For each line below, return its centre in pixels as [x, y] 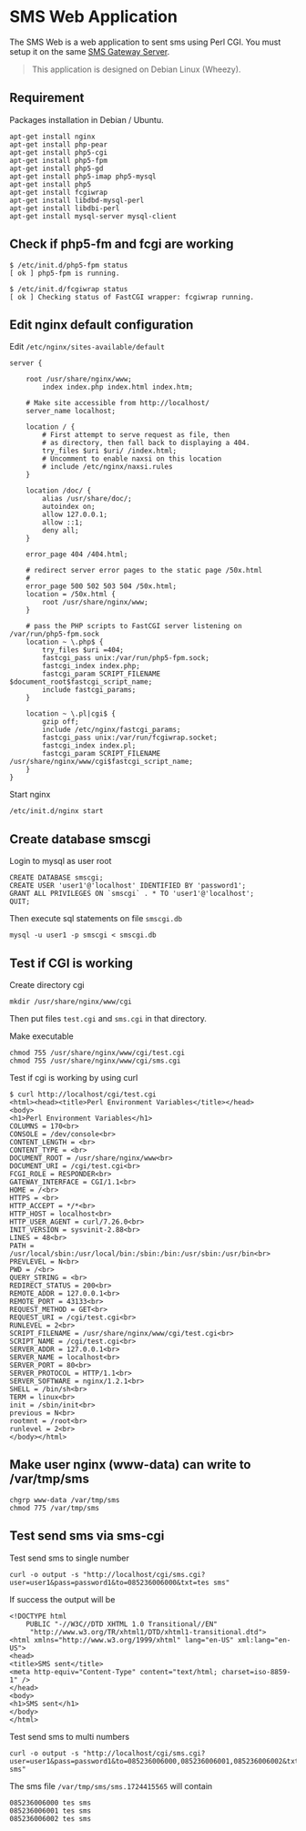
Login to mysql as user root [61, 861]
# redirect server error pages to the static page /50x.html [144, 571]
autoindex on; [69, 507]
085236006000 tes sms [51, 1803]
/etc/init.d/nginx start [56, 811]
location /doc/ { [59, 491]
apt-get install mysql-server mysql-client [93, 216]
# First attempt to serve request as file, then [136, 435]
